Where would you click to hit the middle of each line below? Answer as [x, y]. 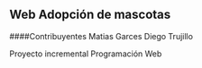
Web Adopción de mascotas [90, 15]
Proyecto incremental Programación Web [86, 54]
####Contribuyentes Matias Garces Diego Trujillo [101, 36]
